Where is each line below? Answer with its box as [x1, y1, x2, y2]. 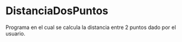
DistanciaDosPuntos [5, 4, 108, 18]
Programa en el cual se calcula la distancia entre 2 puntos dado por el [5, 24, 176, 31]
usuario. [5, 30, 26, 37]
